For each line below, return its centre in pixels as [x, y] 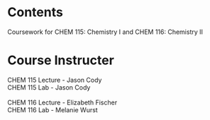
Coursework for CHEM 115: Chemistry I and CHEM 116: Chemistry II [105, 32]
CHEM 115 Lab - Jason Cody [49, 87]
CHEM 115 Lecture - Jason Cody [55, 80]
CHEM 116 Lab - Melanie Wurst [52, 109]
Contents [35, 12]
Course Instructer [61, 60]
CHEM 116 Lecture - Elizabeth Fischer [62, 102]
